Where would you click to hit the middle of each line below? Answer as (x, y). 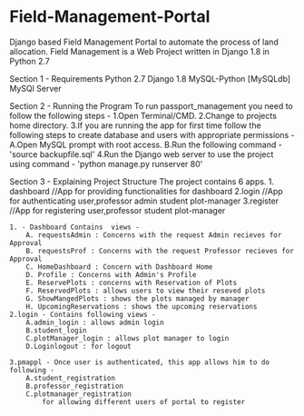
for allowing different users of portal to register (144, 401)
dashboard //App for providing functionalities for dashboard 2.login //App (146, 191)
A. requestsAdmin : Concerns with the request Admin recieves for (154, 235)
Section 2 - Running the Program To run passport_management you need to (151, 105)
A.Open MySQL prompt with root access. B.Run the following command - (146, 144)
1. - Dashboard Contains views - (75, 227)
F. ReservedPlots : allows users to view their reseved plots (146, 291)
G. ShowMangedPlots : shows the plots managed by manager (137, 298)
